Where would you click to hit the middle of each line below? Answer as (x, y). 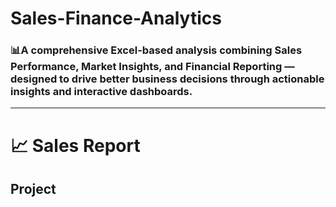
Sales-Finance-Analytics (116, 18)
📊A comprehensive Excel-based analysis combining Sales (156, 50)
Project (33, 189)
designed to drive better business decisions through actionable (167, 79)
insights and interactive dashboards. (101, 92)
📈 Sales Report (75, 145)
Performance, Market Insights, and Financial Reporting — (152, 67)
